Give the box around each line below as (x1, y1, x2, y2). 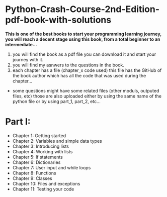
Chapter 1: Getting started (12, 132, 66, 139)
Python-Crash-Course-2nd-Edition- (5, 4, 160, 15)
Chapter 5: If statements (12, 154, 63, 160)
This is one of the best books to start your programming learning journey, (5, 31, 162, 37)
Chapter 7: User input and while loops (12, 164, 91, 170)
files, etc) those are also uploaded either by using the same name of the (12, 93, 162, 99)
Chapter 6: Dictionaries (12, 159, 61, 165)
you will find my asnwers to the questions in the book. (12, 62, 125, 68)
